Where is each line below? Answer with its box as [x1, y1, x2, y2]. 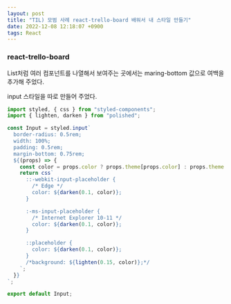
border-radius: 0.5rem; [13, 131, 82, 138]
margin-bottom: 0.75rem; [13, 150, 85, 158]
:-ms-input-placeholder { [25, 208, 100, 215]
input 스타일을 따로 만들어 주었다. [7, 92, 98, 100]
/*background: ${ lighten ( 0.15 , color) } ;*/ [25, 258, 150, 266]
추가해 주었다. [7, 77, 45, 86]
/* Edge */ [32, 182, 64, 190]
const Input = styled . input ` [7, 125, 91, 132]
